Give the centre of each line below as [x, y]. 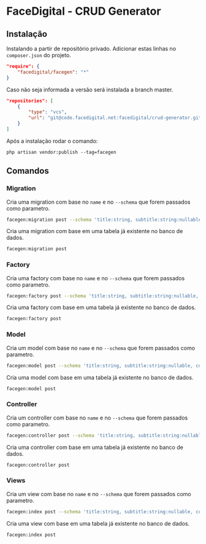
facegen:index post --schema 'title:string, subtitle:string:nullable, [100, 511]
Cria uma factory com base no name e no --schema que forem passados [96, 278]
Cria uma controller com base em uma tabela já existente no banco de [95, 447]
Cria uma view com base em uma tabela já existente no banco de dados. [98, 523]
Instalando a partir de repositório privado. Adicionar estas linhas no [91, 48]
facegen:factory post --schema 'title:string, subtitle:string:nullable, [103, 296]
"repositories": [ [30, 101]
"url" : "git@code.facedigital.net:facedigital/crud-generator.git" [116, 118]
